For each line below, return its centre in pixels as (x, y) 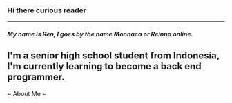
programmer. (36, 77)
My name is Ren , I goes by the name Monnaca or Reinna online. (100, 34)
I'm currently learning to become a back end (104, 66)
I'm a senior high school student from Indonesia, (113, 56)
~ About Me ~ (27, 93)
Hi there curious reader (47, 10)
